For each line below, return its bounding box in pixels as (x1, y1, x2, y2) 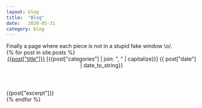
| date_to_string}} (80, 62, 123, 69)
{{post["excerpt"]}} (6, 89, 54, 97)
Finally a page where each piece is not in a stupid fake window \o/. (6, 42, 172, 50)
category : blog (6, 25, 45, 32)
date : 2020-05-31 (6, 20, 56, 26)
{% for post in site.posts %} (6, 49, 76, 56)
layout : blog (6, 8, 39, 15)
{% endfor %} (6, 96, 41, 103)
